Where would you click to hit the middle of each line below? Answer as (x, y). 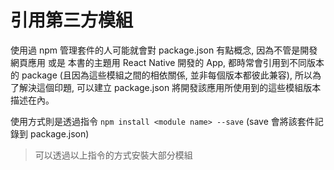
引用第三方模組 (72, 20)
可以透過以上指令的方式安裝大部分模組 (113, 155)
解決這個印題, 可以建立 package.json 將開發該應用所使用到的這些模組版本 (170, 87)
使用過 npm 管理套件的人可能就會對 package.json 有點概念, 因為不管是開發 (164, 50)
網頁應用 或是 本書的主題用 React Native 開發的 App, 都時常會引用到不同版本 (167, 62)
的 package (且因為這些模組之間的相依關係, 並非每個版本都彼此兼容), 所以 (161, 75)
